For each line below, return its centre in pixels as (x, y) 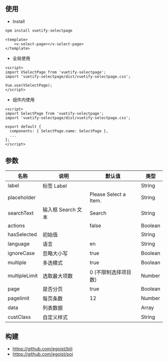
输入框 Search (59, 209)
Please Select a (108, 194)
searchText (21, 213)
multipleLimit (23, 275)
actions (16, 225)
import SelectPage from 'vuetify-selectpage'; (54, 113)
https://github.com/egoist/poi (43, 354)
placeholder (22, 197)
